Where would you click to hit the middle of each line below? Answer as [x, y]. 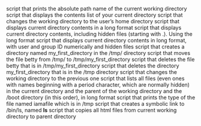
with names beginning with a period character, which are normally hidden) [98, 85]
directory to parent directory [41, 116]
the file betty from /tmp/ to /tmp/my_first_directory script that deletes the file [100, 59]
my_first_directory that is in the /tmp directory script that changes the [91, 72]
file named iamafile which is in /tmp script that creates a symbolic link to [95, 104]
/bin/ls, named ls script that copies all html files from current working [91, 110]
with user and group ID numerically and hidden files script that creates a [95, 47]
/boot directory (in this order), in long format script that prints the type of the [101, 97]
